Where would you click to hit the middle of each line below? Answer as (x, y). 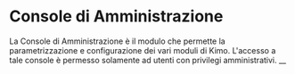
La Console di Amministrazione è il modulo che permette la (117, 41)
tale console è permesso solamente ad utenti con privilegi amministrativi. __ (148, 60)
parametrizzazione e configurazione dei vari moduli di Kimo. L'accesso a (143, 50)
